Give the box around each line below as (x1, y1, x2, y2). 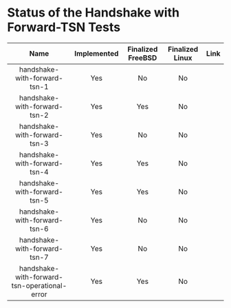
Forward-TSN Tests (7, 19, 121, 35)
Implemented (74, 48, 119, 58)
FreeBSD (128, 53, 157, 63)
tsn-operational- (11, 280, 67, 290)
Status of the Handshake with (7, 5, 180, 21)
